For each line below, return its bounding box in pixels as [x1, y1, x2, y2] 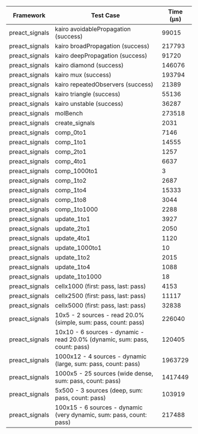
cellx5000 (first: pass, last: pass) [55, 302, 146, 309]
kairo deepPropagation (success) [55, 51, 147, 60]
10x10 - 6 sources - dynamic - [55, 328, 144, 336]
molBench [55, 109, 83, 117]
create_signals [55, 119, 95, 127]
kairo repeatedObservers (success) [55, 80, 154, 88]
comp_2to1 [55, 148, 87, 156]
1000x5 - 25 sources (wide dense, [55, 370, 153, 377]
